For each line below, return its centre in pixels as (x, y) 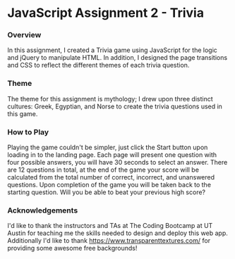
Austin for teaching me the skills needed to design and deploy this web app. (117, 233)
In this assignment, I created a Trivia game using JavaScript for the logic (112, 50)
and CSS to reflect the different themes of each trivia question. (98, 65)
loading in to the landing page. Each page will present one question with (112, 155)
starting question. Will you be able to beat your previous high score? (107, 192)
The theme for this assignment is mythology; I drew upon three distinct (110, 99)
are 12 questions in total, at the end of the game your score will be (103, 170)
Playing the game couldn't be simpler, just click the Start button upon (108, 147)
